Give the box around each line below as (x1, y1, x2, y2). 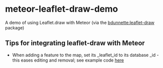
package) (5, 24, 25, 30)
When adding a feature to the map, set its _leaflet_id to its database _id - (12, 52, 159, 58)
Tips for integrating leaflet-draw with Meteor (5, 39, 145, 47)
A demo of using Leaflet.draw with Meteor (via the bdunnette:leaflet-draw (5, 20, 155, 25)
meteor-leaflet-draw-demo (5, 3, 118, 15)
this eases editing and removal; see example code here (12, 57, 124, 63)
